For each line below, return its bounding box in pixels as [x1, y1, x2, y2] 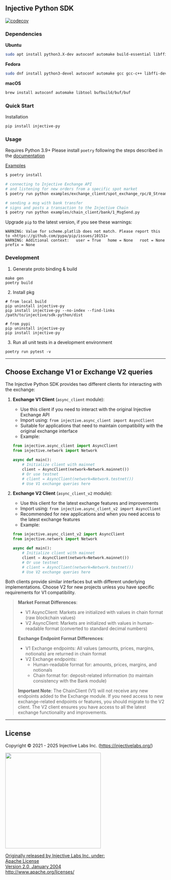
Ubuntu [5, 42, 22, 48]
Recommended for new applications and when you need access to [20, 511, 160, 517]
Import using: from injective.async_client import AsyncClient [20, 417, 154, 423]
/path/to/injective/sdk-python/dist [5, 312, 83, 317]
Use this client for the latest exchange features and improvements [20, 500, 159, 506]
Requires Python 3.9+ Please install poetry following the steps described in [5, 148, 163, 154]
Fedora [5, 61, 21, 67]
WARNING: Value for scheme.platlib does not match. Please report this [5, 229, 160, 234]
